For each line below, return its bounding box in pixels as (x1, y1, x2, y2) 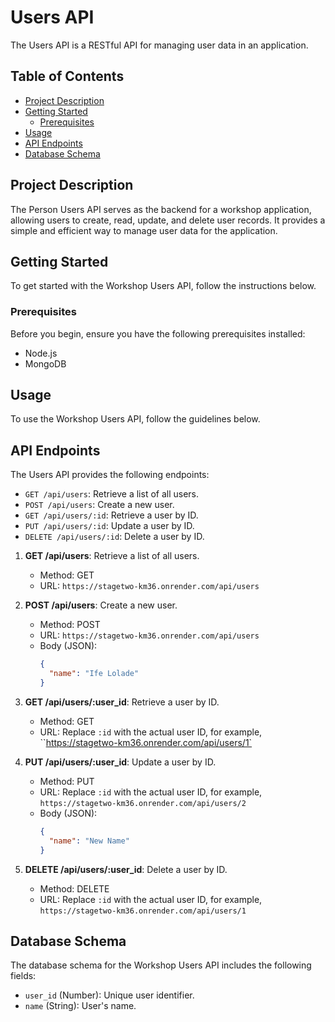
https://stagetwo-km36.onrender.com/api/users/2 (39, 798, 247, 808)
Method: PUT (39, 775, 95, 787)
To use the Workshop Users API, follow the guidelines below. (10, 413, 261, 425)
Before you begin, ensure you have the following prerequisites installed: (10, 327, 306, 340)
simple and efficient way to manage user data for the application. (10, 224, 278, 236)
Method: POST (39, 619, 101, 631)
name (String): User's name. (24, 1000, 137, 1012)
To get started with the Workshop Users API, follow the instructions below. (10, 280, 317, 292)
